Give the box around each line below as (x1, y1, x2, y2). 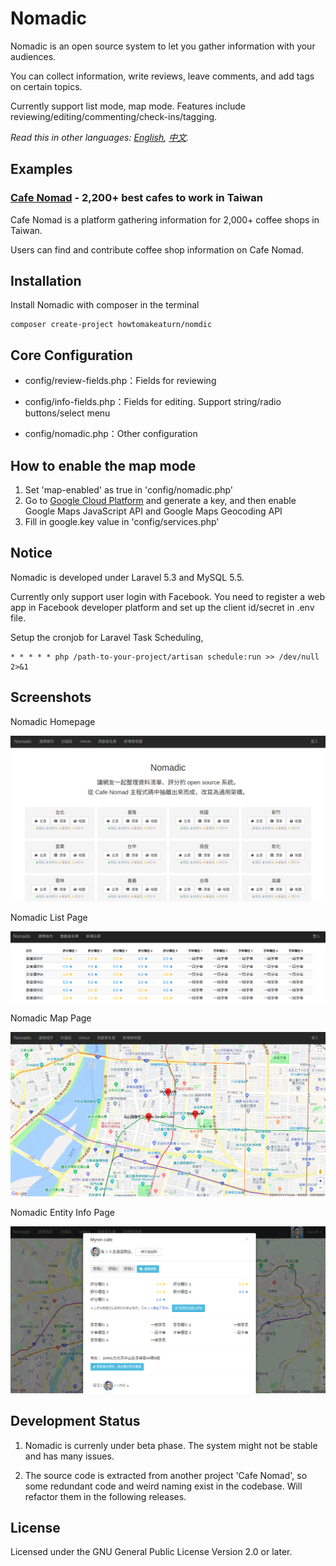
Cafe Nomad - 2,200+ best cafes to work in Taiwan (10, 191, 263, 205)
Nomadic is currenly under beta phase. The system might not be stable (24, 1439, 318, 1451)
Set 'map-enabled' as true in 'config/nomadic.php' (24, 484, 233, 496)
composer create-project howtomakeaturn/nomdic (10, 320, 213, 330)
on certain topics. (10, 80, 83, 92)
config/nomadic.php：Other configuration (24, 428, 198, 440)
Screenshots (10, 689, 92, 706)
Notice (10, 545, 53, 562)
